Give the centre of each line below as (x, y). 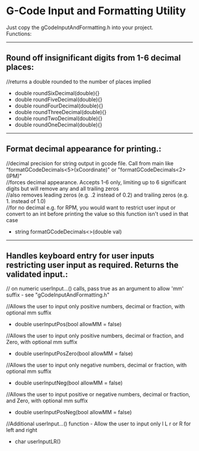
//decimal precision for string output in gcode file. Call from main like (90, 163)
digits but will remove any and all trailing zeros (63, 188)
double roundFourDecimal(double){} (59, 106)
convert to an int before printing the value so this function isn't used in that (97, 214)
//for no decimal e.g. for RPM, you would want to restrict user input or (91, 207)
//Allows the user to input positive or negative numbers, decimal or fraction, (98, 395)
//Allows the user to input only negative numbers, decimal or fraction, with (97, 365)
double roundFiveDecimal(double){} (58, 99)
